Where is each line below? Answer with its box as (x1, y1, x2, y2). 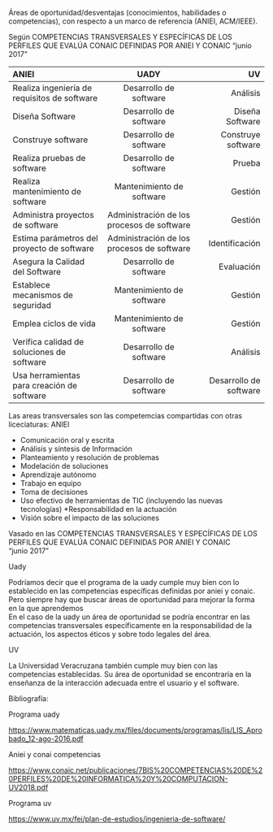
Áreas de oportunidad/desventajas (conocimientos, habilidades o (8, 8, 227, 17)
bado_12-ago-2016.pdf (8, 734, 84, 743)
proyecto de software (12, 243, 95, 253)
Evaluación (219, 261, 261, 272)
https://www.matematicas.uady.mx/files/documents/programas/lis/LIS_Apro (8, 726, 262, 734)
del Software (12, 266, 62, 277)
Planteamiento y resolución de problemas (19, 453, 160, 462)
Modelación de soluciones (19, 461, 109, 470)
